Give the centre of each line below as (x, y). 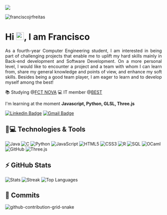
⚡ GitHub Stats (28, 165)
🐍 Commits (22, 195)
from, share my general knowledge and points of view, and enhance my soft (83, 71)
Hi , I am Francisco (48, 37)
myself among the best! (29, 82)
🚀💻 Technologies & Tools (45, 130)
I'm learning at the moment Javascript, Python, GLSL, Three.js (70, 104)
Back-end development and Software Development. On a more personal (83, 61)
